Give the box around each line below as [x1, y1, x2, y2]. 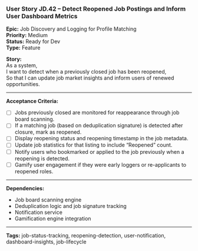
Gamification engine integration [14, 214, 91, 222]
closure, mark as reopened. [14, 128, 82, 136]
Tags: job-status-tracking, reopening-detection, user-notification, [6, 232, 166, 239]
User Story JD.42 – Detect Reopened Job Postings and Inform [6, 5, 186, 13]
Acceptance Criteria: [6, 98, 59, 105]
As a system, [6, 62, 38, 69]
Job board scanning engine [14, 196, 82, 203]
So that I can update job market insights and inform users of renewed [6, 74, 174, 81]
